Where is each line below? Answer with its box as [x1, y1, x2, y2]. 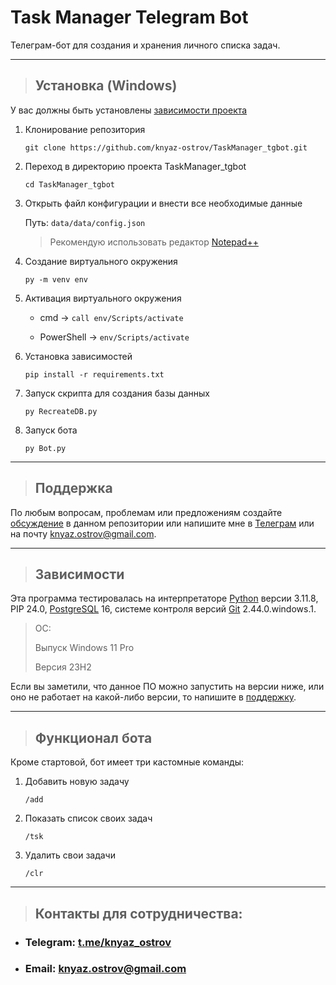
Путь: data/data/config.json [24, 216, 146, 228]
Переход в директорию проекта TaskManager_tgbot [24, 160, 247, 172]
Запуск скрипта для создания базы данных [24, 387, 210, 399]
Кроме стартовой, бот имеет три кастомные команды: [10, 756, 245, 768]
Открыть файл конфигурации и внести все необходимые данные [24, 197, 303, 209]
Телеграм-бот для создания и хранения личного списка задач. [10, 39, 281, 51]
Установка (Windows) [34, 77, 178, 95]
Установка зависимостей [24, 350, 133, 362]
